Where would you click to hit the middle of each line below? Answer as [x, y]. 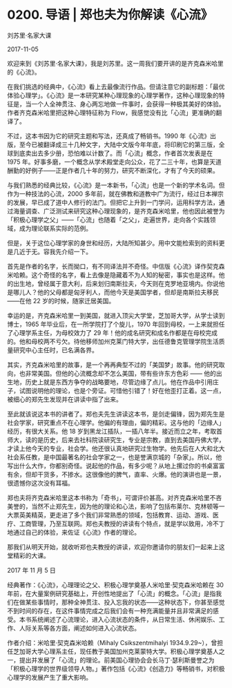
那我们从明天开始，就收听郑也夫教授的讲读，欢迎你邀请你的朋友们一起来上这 [116, 546]
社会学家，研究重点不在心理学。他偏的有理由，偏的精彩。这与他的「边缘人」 [116, 422]
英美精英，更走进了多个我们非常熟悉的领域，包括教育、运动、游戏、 [116, 515]
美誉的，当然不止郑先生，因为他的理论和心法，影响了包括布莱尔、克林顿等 [113, 506]
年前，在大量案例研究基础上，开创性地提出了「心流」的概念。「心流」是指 [112, 593]
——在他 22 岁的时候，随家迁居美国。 [61, 300]
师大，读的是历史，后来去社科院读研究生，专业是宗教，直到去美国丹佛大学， [116, 439]
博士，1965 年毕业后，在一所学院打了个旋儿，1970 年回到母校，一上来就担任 [116, 324]
